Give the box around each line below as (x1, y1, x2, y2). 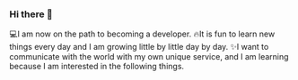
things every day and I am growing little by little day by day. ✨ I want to (9, 42, 269, 52)
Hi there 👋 (9, 8, 54, 20)
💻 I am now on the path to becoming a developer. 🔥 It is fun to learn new (9, 28, 276, 39)
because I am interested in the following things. (9, 61, 185, 72)
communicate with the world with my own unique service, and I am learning (9, 52, 289, 62)
